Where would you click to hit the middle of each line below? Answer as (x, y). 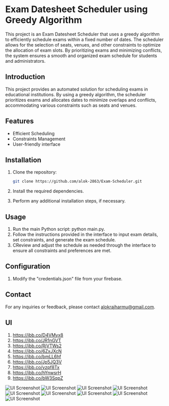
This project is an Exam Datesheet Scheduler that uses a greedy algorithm (82, 34)
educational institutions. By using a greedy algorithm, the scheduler (76, 94)
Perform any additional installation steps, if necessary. (69, 201)
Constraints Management (39, 139)
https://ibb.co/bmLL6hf (37, 356)
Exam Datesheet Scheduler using (77, 9)
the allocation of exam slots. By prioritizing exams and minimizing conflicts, (83, 50)
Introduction (25, 77)
